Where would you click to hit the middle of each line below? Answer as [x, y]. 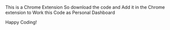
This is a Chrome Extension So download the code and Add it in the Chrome [85, 7]
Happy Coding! [21, 22]
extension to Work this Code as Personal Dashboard [60, 12]
